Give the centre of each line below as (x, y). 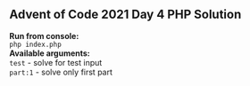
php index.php (36, 44)
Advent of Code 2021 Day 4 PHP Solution (125, 15)
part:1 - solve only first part (61, 72)
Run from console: (44, 35)
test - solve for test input (56, 62)
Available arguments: (50, 53)
